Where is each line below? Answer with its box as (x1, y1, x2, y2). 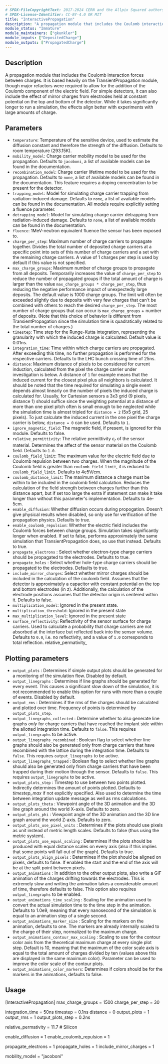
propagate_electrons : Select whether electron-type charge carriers (12, 549, 152, 555)
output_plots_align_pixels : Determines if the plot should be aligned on (12, 854, 161, 860)
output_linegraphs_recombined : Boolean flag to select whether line (12, 736, 151, 743)
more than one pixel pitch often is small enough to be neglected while (12, 404, 156, 410)
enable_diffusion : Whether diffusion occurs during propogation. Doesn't (12, 506, 163, 512)
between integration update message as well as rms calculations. (12, 795, 147, 801)
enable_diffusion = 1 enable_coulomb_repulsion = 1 (5, 1033, 110, 1039)
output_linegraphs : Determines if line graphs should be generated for (12, 678, 157, 684)
